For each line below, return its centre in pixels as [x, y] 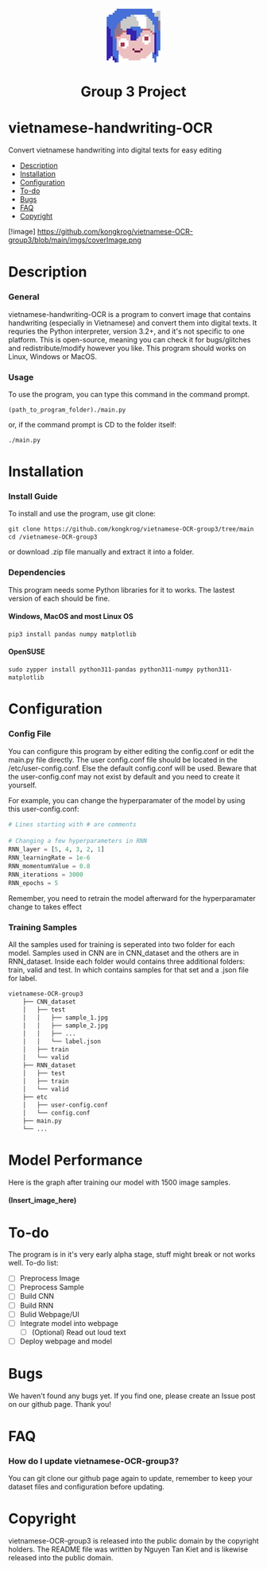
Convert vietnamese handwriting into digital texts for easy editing [115, 150]
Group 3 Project [133, 92]
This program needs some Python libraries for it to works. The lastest [122, 589]
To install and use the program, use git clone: [82, 514]
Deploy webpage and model [66, 1341]
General [24, 297]
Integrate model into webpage [69, 1323]
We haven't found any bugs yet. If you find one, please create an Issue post [132, 1396]
